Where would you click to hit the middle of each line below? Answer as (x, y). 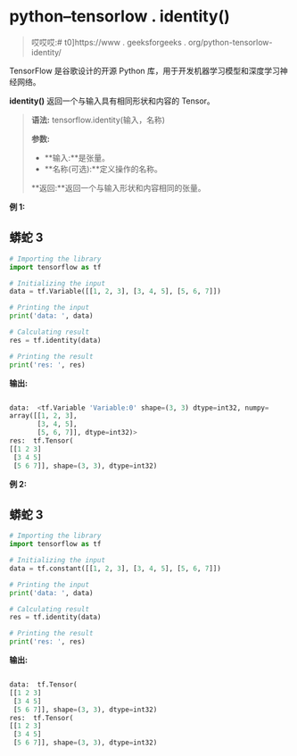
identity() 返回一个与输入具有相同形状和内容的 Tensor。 (112, 101)
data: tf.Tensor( (43, 685)
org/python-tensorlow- (231, 42)
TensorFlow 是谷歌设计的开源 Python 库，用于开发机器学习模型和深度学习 (145, 71)
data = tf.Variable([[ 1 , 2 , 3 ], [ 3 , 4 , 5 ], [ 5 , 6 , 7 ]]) (115, 292)
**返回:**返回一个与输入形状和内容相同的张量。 (118, 187)
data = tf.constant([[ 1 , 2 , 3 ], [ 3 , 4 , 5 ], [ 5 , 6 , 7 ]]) (115, 569)
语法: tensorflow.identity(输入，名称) (98, 120)
